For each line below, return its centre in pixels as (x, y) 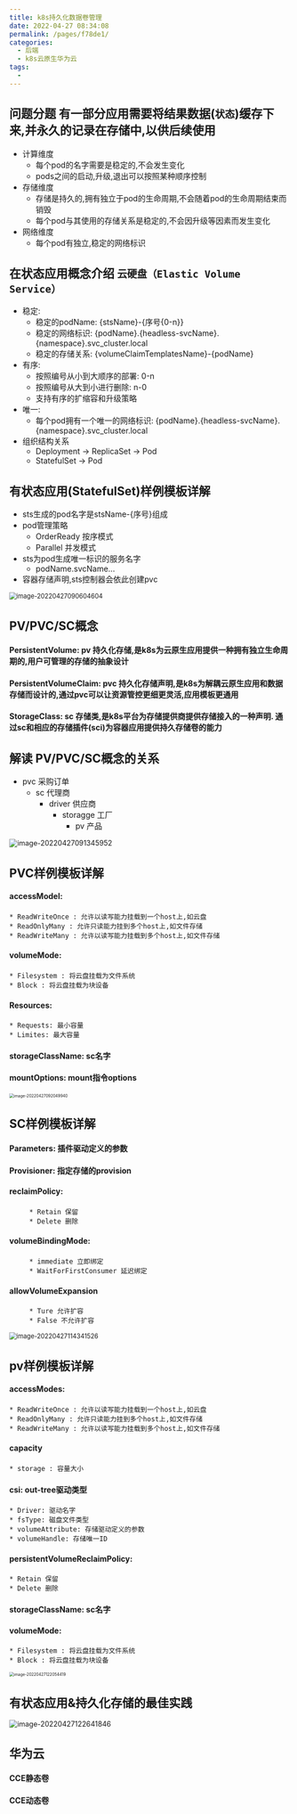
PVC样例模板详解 (56, 873)
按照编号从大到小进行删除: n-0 (91, 388)
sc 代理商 (52, 793)
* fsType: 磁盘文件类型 (49, 1520)
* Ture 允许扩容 (56, 1311)
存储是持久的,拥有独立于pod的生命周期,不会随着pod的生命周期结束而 (161, 198)
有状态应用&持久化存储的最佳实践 (101, 1703)
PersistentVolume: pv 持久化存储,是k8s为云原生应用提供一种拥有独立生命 (145, 650)
